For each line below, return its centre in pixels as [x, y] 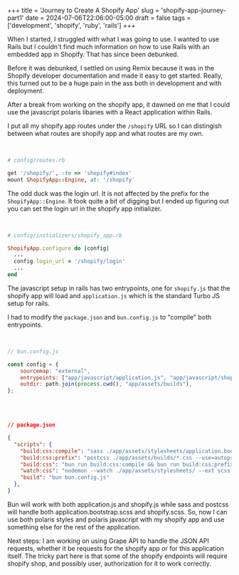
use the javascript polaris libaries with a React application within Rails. [110, 112]
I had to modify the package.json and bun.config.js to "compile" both [110, 317]
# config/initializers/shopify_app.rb [65, 235]
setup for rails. [28, 303]
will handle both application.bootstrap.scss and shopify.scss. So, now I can [117, 512]
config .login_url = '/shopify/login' [70, 262]
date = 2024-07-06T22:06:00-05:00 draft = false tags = [108, 18]
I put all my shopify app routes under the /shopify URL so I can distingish [115, 126]
